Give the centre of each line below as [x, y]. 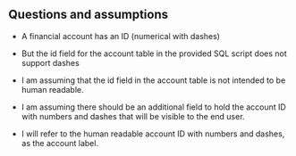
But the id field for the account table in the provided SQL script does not [154, 53]
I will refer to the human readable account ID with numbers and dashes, [153, 134]
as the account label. [60, 143]
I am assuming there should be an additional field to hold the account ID [154, 107]
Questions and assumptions [89, 15]
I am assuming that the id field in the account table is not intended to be [153, 80]
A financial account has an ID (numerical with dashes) [121, 36]
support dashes [50, 62]
